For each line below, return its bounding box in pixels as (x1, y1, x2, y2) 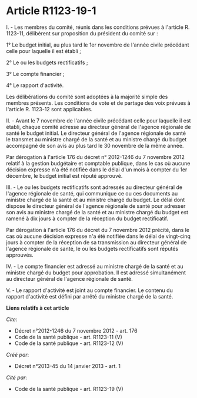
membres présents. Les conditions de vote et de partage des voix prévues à (6, 99, 191, 107)
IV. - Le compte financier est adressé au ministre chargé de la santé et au (6, 263, 183, 270)
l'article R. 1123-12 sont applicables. (6, 105, 93, 112)
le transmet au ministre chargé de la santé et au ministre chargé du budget (6, 135, 187, 142)
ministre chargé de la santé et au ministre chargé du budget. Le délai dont (6, 196, 185, 203)
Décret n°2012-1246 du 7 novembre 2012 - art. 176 (14, 327, 138, 334)
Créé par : (6, 351, 29, 358)
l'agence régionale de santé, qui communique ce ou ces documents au (6, 190, 178, 197)
